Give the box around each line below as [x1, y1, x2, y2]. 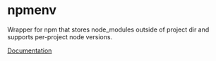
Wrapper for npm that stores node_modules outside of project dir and [7, 25, 210, 34]
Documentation [7, 46, 52, 55]
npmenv [7, 2, 57, 18]
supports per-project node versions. [7, 32, 113, 41]
